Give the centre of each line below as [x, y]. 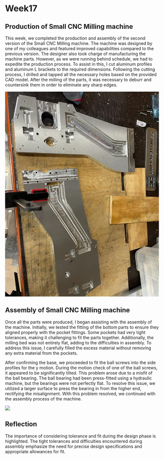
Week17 [21, 9]
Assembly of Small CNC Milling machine [68, 310]
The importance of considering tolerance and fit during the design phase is [81, 436]
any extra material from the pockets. [41, 353]
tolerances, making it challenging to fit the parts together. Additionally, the [79, 338]
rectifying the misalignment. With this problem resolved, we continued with [80, 394]
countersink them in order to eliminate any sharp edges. [61, 85]
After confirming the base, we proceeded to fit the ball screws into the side [81, 362]
